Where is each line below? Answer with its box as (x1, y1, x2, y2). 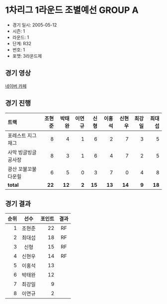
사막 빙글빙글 (7, 149, 37, 155)
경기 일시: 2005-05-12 (12, 22, 57, 28)
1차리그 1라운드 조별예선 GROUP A (5, 4, 139, 16)
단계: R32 (12, 40, 31, 46)
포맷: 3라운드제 (12, 53, 42, 59)
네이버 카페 (5, 83, 27, 89)
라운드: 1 (12, 34, 29, 40)
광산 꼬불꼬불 (7, 165, 37, 172)
